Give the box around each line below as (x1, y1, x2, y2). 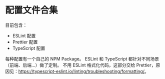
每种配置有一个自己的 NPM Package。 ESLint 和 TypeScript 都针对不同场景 (5, 55, 159, 61)
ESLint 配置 (12, 32, 36, 38)
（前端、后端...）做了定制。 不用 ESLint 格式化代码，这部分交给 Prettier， (5, 62, 156, 68)
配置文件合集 (5, 4, 58, 16)
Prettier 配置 (12, 38, 38, 45)
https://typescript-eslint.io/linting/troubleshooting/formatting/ (18, 68, 145, 74)
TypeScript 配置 (12, 45, 45, 51)
